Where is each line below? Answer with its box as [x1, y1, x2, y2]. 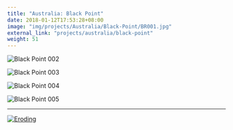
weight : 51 [7, 36, 39, 43]
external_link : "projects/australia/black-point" [7, 29, 154, 37]
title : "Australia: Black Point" [7, 10, 104, 17]
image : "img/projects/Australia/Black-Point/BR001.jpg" [7, 23, 172, 30]
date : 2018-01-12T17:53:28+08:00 [7, 17, 104, 24]
